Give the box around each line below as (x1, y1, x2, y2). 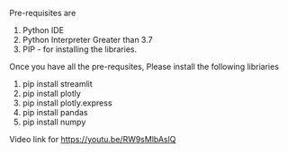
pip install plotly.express (22, 98, 112, 108)
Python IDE (22, 25, 65, 35)
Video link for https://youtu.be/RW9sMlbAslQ (9, 134, 176, 144)
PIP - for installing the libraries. (22, 44, 138, 55)
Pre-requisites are (9, 8, 76, 18)
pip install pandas (22, 107, 88, 117)
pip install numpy (22, 116, 86, 127)
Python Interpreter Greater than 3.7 (22, 35, 153, 45)
